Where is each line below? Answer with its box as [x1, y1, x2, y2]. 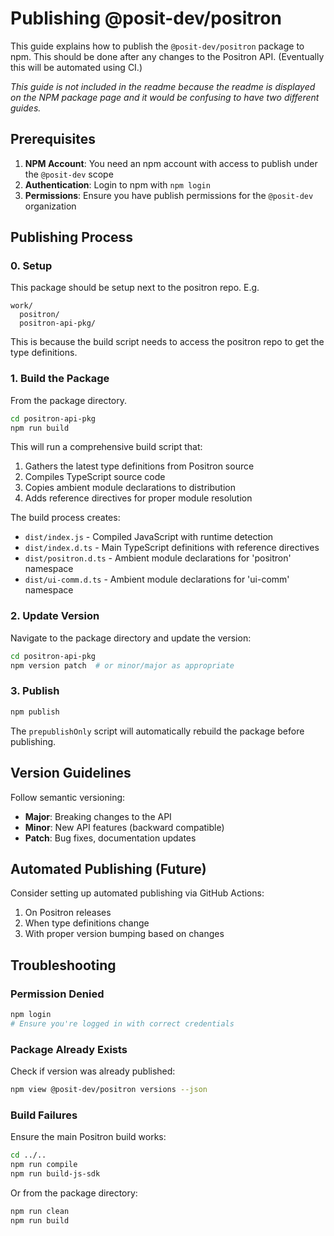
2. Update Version [10, 609, 100, 623]
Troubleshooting [10, 957, 117, 974]
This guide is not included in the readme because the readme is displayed [10, 80, 316, 92]
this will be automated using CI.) [10, 61, 143, 73]
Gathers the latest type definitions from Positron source [24, 460, 255, 472]
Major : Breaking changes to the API [24, 810, 172, 822]
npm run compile [10, 1160, 78, 1170]
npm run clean [10, 1206, 70, 1216]
